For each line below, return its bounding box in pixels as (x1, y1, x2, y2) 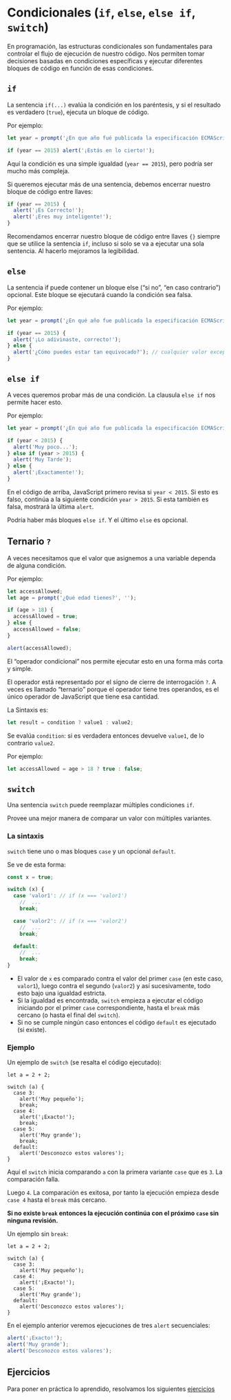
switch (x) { (7, 886, 45, 893)
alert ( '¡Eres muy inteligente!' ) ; (13, 213, 112, 221)
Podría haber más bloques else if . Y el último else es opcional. (7, 516, 188, 524)
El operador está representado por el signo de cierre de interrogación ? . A (7, 677, 217, 686)
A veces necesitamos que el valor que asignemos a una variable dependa (7, 554, 217, 562)
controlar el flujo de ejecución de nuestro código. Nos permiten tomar (7, 50, 205, 58)
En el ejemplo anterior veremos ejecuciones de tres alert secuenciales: (7, 1322, 211, 1330)
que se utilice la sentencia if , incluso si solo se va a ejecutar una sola (7, 239, 205, 248)
